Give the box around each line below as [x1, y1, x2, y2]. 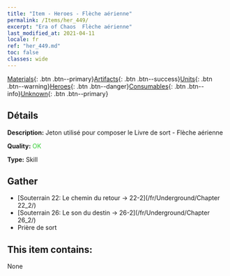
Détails [7, 109, 38, 122]
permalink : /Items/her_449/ [7, 17, 89, 24]
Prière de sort [17, 224, 57, 232]
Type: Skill [7, 155, 38, 164]
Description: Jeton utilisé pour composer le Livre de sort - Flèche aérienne [7, 128, 223, 137]
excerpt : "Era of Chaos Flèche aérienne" [7, 23, 132, 30]
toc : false [7, 49, 39, 56]
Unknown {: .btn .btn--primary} [20, 89, 109, 98]
